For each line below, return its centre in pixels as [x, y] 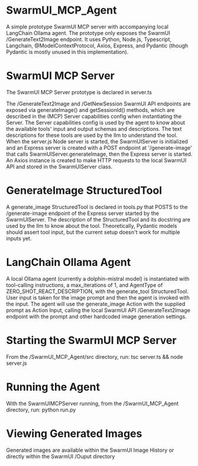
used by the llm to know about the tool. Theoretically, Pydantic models [92, 226]
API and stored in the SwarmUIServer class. [59, 166]
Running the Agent [53, 387]
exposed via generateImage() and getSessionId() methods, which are [90, 110]
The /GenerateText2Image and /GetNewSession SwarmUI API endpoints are [98, 104]
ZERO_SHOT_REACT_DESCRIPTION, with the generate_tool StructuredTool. [98, 291]
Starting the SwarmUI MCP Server [91, 340]
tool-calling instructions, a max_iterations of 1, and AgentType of [85, 285]
